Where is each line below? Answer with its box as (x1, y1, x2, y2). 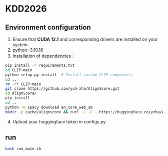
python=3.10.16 (12, 47, 43, 53)
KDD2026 (5, 3, 47, 15)
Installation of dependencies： (12, 53, 76, 59)
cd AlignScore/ (5, 91, 37, 96)
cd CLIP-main (5, 67, 32, 73)
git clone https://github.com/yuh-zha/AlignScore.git (5, 86, 120, 91)
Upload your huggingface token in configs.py (12, 118, 106, 124)
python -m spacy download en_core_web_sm (5, 105, 93, 110)
